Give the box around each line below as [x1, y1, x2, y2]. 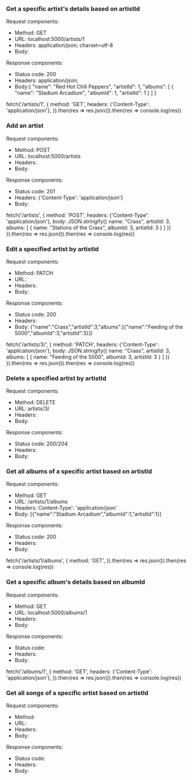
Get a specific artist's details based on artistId [6, 5, 140, 13]
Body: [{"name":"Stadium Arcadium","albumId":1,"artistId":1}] [14, 510, 162, 517]
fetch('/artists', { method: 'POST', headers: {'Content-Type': [6, 212, 149, 219]
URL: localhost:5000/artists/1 [14, 36, 85, 43]
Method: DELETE [14, 399, 56, 406]
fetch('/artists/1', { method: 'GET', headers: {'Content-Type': [6, 101, 150, 108]
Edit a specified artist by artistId [6, 245, 99, 253]
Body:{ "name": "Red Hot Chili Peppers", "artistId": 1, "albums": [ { [14, 83, 174, 90]
